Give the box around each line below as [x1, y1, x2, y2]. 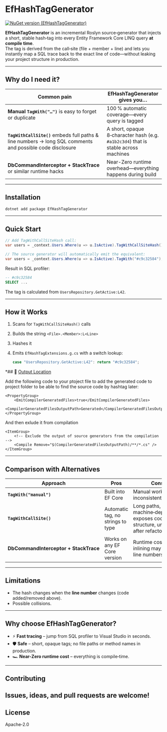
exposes [133, 515, 153, 522]
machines [106, 150, 130, 157]
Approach [41, 480, 66, 487]
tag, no [104, 512, 121, 518]
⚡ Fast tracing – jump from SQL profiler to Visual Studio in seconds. [12, 633, 152, 639]
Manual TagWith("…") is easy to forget [7, 108, 97, 115]
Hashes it [12, 340, 32, 346]
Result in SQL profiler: [5, 265, 50, 271]
